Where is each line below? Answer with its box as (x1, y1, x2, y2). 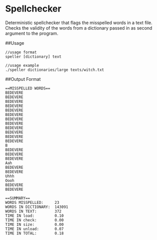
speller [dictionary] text (5, 54, 62, 59)
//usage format (5, 50, 37, 55)
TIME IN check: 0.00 (5, 217, 64, 222)
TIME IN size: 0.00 (5, 222, 64, 227)
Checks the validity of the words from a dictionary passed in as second (5, 25, 152, 31)
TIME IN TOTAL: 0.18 (5, 230, 64, 236)
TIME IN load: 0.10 (5, 213, 64, 218)
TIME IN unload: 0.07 (5, 226, 64, 231)
